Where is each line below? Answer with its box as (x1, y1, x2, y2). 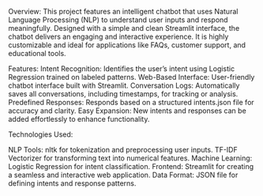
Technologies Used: (8, 130, 73, 139)
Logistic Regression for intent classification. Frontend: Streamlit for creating (8, 162, 254, 171)
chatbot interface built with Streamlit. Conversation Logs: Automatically (8, 81, 240, 90)
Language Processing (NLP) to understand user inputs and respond (8, 15, 228, 24)
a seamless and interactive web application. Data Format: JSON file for (8, 170, 239, 179)
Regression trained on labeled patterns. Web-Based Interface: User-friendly (8, 73, 255, 81)
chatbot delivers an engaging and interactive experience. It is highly (8, 32, 229, 41)
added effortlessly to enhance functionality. (8, 115, 150, 123)
